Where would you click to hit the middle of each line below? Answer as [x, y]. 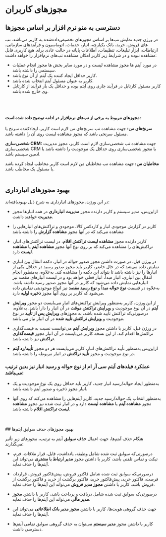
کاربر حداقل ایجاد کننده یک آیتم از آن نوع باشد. [55, 75]
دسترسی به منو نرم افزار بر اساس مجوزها [63, 28]
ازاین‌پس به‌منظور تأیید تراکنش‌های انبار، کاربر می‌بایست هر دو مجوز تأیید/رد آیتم [85, 348]
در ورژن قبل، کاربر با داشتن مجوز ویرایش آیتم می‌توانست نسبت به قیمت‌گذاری [84, 328]
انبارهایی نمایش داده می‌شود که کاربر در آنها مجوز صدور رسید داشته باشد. [80, 283]
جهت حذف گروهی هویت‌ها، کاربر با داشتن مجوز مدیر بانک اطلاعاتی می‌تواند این [84, 509]
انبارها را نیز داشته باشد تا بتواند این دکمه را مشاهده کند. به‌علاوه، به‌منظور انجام [85, 272]
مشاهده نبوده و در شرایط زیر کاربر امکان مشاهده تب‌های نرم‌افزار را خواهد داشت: [81, 55]
